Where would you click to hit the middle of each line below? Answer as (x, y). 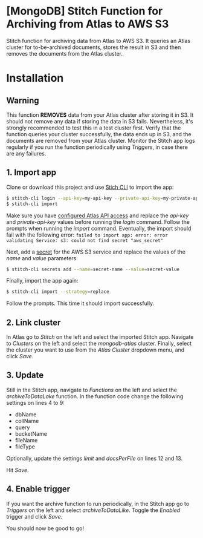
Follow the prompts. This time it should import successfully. (80, 303)
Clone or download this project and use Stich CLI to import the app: (90, 187)
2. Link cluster (34, 322)
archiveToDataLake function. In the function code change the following (95, 396)
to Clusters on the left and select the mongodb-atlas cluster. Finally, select (99, 344)
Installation (35, 78)
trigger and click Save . (34, 516)
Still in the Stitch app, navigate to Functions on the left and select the (92, 390)
